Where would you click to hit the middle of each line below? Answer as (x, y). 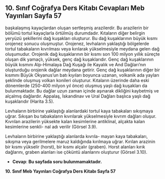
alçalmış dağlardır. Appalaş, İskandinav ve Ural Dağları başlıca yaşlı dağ (78, 96)
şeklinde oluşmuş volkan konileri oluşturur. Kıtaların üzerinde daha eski (77, 80)
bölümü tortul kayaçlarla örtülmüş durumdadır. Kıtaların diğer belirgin (75, 33)
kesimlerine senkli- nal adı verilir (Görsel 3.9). (51, 127)
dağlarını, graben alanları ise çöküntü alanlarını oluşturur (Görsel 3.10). (76, 152)
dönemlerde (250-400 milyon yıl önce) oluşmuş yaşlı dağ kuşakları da (76, 86)
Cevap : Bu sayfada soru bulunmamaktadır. (57, 161)
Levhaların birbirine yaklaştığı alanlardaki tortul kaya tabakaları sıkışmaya (79, 111)
